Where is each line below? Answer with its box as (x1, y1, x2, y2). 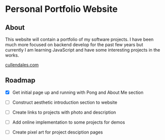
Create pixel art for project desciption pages (12, 129, 103, 135)
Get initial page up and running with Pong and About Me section (12, 89, 144, 95)
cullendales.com (5, 62, 39, 68)
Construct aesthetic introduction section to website (12, 99, 118, 105)
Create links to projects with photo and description (12, 109, 116, 115)
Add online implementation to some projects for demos (12, 119, 125, 125)
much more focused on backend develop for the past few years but (5, 42, 143, 48)
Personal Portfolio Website (5, 3, 118, 15)
